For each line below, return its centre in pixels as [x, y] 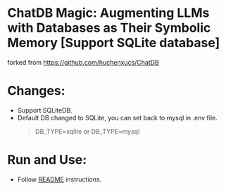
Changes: [36, 91]
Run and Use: [47, 160]
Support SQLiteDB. [45, 110]
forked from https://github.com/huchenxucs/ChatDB [83, 62]
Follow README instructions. [59, 179]
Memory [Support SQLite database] [114, 43]
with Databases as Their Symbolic [109, 28]
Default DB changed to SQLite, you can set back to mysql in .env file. [117, 118]
